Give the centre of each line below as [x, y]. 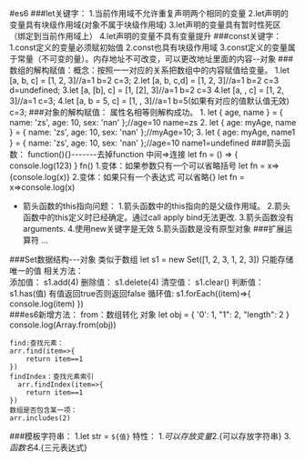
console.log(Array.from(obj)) [63, 325]
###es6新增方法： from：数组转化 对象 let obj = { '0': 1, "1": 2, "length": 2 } [149, 315]
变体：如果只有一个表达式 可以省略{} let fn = [162, 177]
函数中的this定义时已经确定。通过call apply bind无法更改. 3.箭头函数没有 [158, 217]
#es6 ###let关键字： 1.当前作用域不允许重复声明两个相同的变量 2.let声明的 [149, 13]
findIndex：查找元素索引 [51, 376]
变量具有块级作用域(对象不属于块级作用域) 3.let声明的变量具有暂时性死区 [145, 25]
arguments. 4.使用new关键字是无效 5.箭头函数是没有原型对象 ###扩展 [153, 229]
